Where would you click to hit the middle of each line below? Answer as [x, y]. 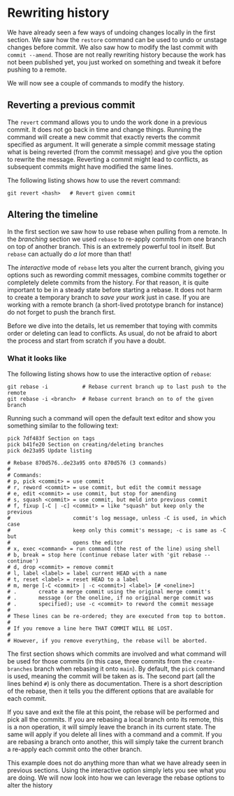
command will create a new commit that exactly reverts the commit [104, 137]
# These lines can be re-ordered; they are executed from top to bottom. [117, 616]
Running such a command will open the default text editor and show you [111, 418]
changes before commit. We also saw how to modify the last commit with [113, 47]
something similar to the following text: [63, 425]
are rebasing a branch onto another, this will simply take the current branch [115, 741]
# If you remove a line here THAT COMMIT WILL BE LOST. [90, 629]
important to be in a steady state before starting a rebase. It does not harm [115, 289]
